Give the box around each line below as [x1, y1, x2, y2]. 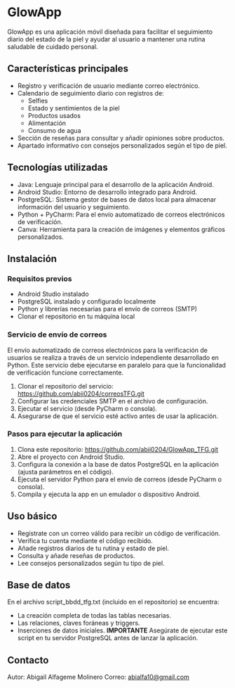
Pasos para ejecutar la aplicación [7, 429, 123, 439]
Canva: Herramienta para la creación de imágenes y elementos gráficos [17, 225, 226, 233]
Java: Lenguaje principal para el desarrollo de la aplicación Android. [17, 180, 214, 188]
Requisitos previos [7, 273, 72, 283]
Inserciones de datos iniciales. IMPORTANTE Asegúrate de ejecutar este [17, 626, 228, 635]
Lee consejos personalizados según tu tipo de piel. [17, 559, 165, 567]
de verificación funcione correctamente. [7, 368, 124, 377]
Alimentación [27, 119, 67, 127]
